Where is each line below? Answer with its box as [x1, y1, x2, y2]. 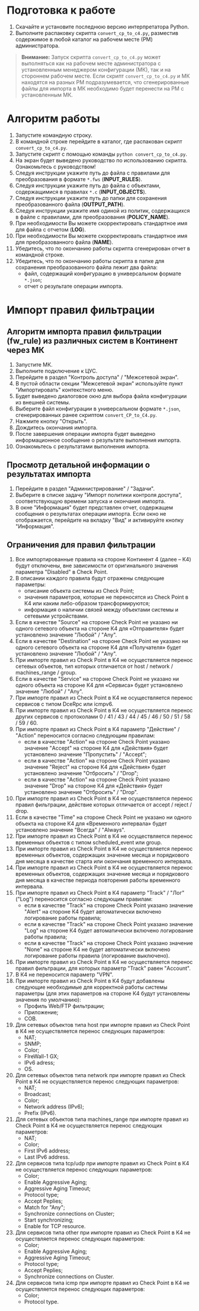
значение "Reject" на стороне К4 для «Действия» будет [24, 763, 166, 770]
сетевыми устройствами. [24, 612, 89, 619]
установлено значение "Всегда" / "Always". [15, 826, 126, 833]
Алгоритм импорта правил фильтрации [7, 327, 162, 337]
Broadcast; [24, 1090, 51, 1097]
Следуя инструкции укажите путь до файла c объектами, [15, 182, 161, 189]
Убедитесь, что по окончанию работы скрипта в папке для [15, 257, 165, 264]
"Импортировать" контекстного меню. [15, 386, 114, 393]
